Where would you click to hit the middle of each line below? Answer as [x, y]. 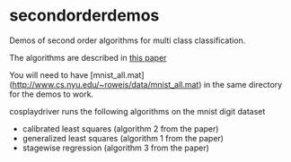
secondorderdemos [84, 16]
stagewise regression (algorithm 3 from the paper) [115, 148]
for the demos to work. [52, 94]
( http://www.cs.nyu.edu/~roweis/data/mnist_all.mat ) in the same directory [146, 84]
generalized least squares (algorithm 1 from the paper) [123, 138]
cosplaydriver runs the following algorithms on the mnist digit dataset [137, 111]
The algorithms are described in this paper [88, 57]
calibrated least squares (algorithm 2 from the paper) [120, 128]
